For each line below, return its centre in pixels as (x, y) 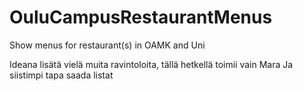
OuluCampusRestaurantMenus (141, 17)
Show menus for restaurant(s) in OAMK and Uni (107, 45)
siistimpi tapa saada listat (61, 75)
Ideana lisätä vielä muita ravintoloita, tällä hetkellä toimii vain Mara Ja (151, 64)
